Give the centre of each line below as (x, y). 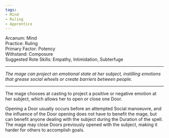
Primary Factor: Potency (30, 49)
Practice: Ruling (22, 44)
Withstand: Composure (29, 54)
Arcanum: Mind (21, 38)
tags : (11, 10)
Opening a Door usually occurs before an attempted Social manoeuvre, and (83, 109)
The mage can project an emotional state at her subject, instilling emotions (83, 74)
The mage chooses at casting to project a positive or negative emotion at (81, 94)
